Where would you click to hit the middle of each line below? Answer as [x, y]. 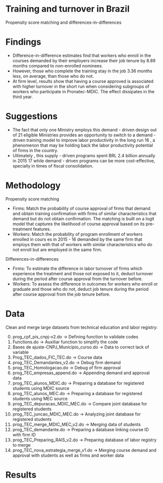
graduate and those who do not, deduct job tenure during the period [81, 289]
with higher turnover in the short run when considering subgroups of [81, 86]
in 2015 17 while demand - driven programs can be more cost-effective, [84, 161]
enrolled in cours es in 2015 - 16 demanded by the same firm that [77, 239]
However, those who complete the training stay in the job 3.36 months [82, 71]
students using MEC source [40, 399]
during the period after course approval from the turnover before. [78, 279]
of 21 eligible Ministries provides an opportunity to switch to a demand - [84, 135]
